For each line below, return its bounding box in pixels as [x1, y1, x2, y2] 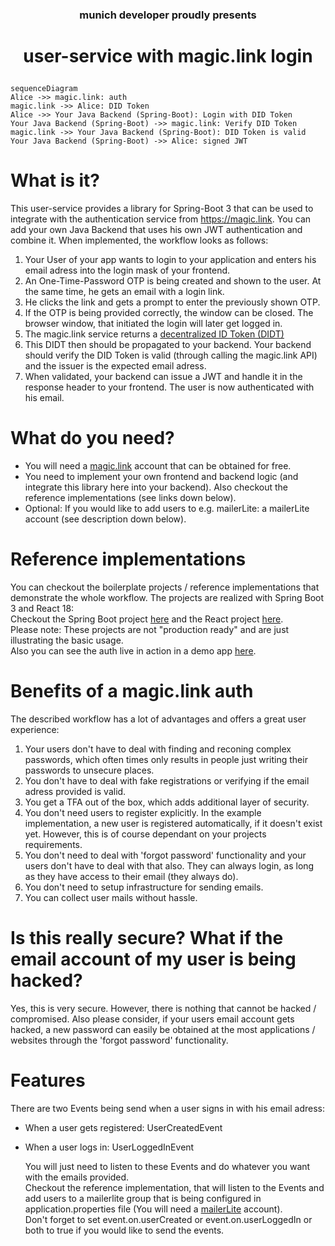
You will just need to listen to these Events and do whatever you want [24, 1160, 311, 1172]
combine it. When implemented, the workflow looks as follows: [10, 234, 269, 247]
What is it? [10, 169, 101, 192]
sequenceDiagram [10, 84, 78, 94]
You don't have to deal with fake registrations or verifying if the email [24, 774, 310, 787]
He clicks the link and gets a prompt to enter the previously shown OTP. [24, 296, 321, 308]
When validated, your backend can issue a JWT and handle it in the [24, 371, 303, 383]
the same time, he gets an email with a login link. [24, 286, 225, 298]
